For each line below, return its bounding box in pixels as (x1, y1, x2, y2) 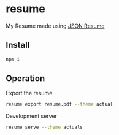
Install (6, 40, 30, 50)
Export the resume (6, 90, 53, 97)
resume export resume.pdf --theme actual (6, 101, 113, 107)
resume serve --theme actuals (6, 125, 83, 131)
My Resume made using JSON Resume (6, 22, 105, 29)
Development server (6, 112, 58, 120)
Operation (6, 73, 45, 84)
